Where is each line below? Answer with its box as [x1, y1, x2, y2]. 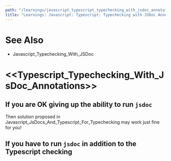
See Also [5, 34, 44, 46]
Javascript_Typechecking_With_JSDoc [12, 51, 94, 57]
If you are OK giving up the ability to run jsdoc [5, 100, 153, 109]
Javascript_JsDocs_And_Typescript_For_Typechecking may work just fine [5, 119, 160, 125]
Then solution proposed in [5, 113, 61, 120]
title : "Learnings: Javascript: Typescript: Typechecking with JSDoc [5, 12, 156, 17]
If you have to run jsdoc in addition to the [5, 139, 136, 148]
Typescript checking [5, 147, 72, 156]
